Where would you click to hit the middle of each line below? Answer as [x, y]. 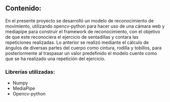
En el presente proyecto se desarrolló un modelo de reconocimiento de [79, 20]
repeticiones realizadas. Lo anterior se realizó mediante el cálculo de [77, 42]
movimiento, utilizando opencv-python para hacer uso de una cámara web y [85, 26]
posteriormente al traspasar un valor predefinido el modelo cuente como [81, 53]
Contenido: [23, 8]
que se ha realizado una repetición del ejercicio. [55, 59]
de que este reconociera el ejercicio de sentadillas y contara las [72, 37]
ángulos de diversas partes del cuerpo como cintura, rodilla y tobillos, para [83, 47]
